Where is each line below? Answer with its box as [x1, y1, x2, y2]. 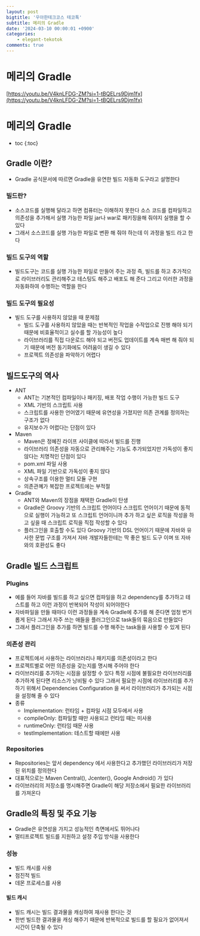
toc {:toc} [14, 139, 39, 147]
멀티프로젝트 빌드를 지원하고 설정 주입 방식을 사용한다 [14, 833, 140, 840]
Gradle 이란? [6, 158, 53, 168]
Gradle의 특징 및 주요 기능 [6, 808, 97, 819]
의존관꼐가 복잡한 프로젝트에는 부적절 [23, 483, 110, 490]
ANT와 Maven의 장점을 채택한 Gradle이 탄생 [23, 497, 128, 504]
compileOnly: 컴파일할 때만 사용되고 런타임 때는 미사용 [23, 714, 152, 722]
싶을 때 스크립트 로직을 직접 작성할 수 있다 [30, 519, 127, 526]
